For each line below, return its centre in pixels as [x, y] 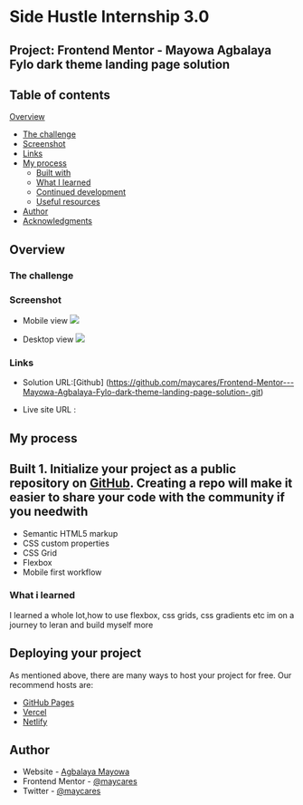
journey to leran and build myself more [81, 625]
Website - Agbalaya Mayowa [76, 771]
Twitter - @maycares [62, 791]
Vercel [34, 712]
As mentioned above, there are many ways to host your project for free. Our [151, 675]
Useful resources [68, 202]
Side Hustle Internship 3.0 [109, 17]
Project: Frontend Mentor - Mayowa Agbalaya [141, 50]
